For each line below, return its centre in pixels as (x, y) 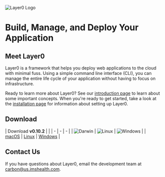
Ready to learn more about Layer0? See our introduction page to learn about (82, 93)
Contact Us (23, 152)
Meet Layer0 (25, 56)
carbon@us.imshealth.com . (33, 169)
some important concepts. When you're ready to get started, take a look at (81, 98)
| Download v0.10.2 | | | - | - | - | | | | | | (76, 131)
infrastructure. (20, 84)
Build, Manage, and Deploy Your (72, 28)
